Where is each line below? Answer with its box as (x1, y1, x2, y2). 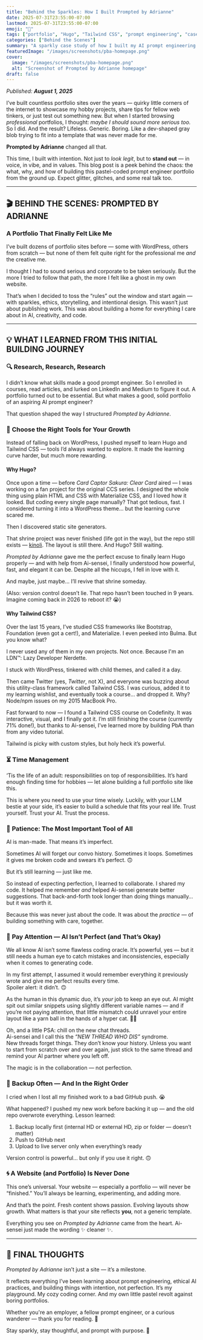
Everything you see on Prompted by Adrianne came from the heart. (6, 1219, 174, 1227)
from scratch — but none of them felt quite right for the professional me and (6, 249, 196, 257)
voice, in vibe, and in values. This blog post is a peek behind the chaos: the (6, 161, 193, 169)
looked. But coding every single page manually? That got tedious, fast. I (6, 499, 185, 506)
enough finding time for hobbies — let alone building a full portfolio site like (6, 778, 193, 786)
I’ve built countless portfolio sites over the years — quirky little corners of (6, 99, 189, 107)
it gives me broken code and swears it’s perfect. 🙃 (6, 856, 133, 863)
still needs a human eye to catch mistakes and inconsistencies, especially (6, 953, 189, 960)
